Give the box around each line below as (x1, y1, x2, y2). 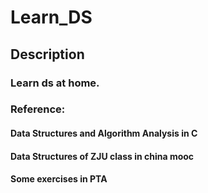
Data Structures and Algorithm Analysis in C (10, 127, 198, 140)
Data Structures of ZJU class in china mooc (10, 150, 195, 162)
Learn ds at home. (10, 76, 100, 90)
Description (10, 46, 85, 63)
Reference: (10, 102, 66, 116)
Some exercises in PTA (10, 173, 108, 185)
